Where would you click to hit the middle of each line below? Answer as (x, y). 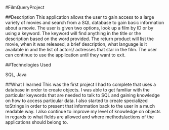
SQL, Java (16, 75)
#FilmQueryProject (25, 7)
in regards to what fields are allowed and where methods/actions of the (80, 117)
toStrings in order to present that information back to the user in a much (80, 106)
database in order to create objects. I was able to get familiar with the (78, 90)
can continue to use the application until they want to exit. (66, 55)
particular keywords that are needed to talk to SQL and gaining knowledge (83, 95)
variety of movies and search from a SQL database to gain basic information (85, 23)
